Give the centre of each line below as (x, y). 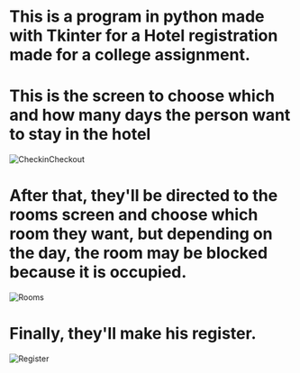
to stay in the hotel (80, 135)
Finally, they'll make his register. (133, 334)
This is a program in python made (137, 17)
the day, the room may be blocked (139, 253)
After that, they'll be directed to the (144, 196)
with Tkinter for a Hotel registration (144, 36)
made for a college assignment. (130, 55)
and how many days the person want (150, 115)
